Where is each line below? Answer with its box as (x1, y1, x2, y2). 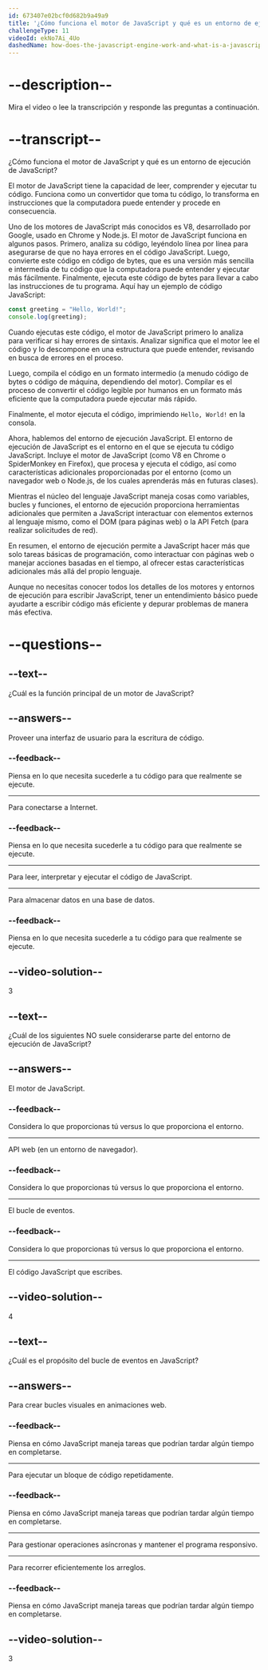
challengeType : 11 (8, 26, 69, 34)
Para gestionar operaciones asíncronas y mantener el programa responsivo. (8, 1540, 258, 1549)
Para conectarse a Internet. (8, 802, 98, 812)
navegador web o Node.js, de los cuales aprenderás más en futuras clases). (8, 475, 258, 485)
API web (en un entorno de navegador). (8, 1145, 138, 1155)
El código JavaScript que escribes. (8, 1267, 123, 1276)
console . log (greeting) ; (8, 313, 88, 321)
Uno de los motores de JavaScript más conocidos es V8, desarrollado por (8, 222, 251, 231)
